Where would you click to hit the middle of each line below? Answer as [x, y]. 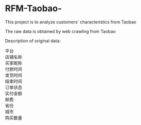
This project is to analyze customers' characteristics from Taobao [71, 22]
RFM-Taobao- [34, 9]
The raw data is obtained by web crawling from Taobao [60, 31]
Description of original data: [33, 41]
